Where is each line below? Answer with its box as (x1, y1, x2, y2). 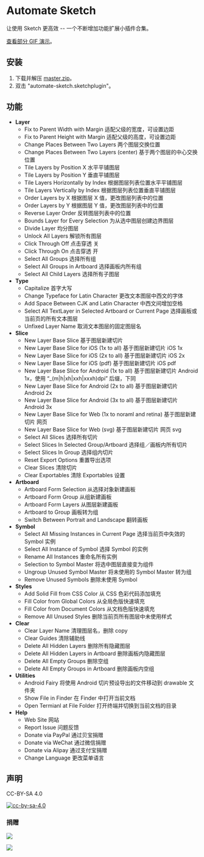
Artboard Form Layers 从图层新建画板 (24, 500, 119, 508)
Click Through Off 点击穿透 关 (24, 240, 99, 247)
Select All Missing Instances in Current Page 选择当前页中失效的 (24, 530, 185, 537)
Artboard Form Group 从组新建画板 (24, 493, 112, 500)
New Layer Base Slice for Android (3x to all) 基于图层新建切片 (24, 396, 178, 404)
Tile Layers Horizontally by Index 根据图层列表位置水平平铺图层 (24, 179, 183, 186)
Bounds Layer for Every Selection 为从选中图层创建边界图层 (24, 217, 174, 224)
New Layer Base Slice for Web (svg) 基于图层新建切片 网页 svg (24, 425, 181, 433)
